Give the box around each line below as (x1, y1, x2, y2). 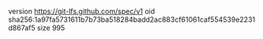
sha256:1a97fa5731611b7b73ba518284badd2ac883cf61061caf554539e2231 (8, 15, 255, 24)
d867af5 (8, 23, 36, 32)
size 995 (36, 23, 66, 32)
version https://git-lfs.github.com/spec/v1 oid (8, 7, 156, 16)
